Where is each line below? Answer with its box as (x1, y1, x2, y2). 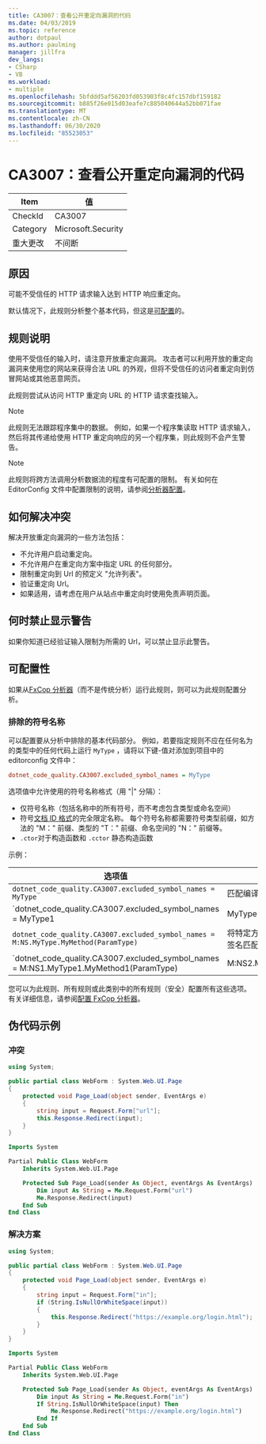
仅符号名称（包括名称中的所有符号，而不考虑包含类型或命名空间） (19, 803, 235, 813)
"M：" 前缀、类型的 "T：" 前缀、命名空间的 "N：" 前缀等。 (35, 823, 227, 832)
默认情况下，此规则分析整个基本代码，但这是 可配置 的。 (8, 306, 188, 316)
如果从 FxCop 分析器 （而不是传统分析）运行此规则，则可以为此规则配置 (8, 684, 240, 694)
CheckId (12, 210, 44, 222)
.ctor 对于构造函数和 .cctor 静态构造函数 (19, 832, 154, 843)
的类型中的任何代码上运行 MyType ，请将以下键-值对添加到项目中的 (8, 745, 224, 755)
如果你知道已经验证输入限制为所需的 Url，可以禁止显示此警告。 (8, 636, 215, 646)
